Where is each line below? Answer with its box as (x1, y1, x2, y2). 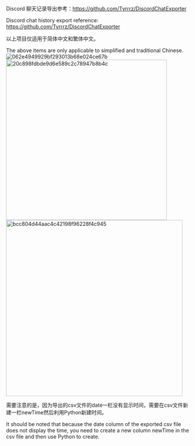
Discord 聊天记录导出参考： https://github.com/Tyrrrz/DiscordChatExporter (6, 5, 187, 12)
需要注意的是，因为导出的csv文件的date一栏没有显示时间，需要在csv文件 (6, 401, 183, 408)
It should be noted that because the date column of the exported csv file (6, 421, 181, 427)
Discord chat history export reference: (6, 17, 99, 23)
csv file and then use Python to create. (6, 433, 100, 440)
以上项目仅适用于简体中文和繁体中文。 (6, 35, 99, 42)
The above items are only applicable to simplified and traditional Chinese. (6, 47, 184, 54)
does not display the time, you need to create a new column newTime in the (6, 427, 189, 434)
